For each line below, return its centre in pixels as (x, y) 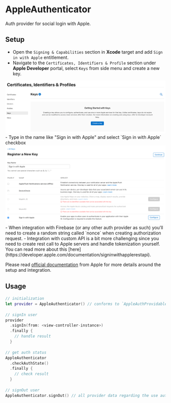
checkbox (16, 143)
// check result (32, 374)
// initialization (25, 299)
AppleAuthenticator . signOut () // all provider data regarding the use (82, 395)
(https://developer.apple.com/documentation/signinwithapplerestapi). (78, 255)
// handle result (33, 336)
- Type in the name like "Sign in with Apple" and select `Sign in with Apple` (83, 137)
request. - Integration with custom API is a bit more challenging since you (82, 239)
